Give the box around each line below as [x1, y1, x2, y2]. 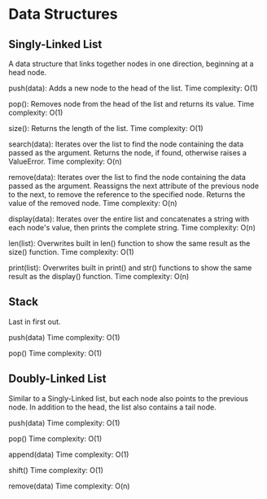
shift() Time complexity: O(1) [8, 465, 104, 475]
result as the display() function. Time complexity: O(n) [8, 272, 190, 281]
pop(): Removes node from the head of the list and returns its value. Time [8, 99, 255, 108]
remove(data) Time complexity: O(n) [8, 481, 130, 491]
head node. [8, 68, 47, 77]
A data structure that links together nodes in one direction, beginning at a [8, 59, 254, 68]
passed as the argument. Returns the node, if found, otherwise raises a [8, 148, 247, 157]
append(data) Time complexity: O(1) [8, 449, 129, 459]
